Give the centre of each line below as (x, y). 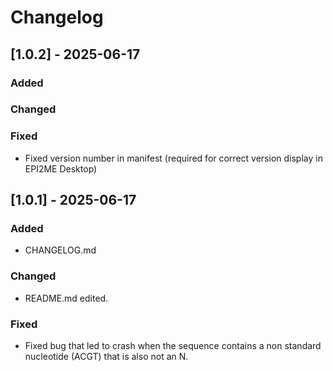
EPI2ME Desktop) (61, 168)
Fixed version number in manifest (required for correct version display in (173, 158)
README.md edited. (66, 298)
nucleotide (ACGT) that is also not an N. (106, 356)
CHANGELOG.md (60, 250)
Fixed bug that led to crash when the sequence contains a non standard (173, 345)
